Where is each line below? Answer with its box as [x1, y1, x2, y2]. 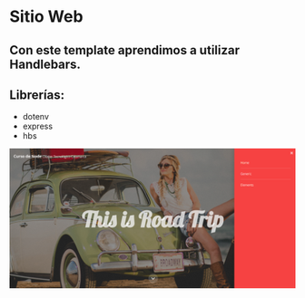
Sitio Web [9, 6, 84, 27]
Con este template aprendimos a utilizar [9, 43, 241, 58]
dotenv [22, 111, 50, 122]
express [22, 120, 53, 132]
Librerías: [9, 87, 65, 102]
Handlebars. [9, 56, 82, 72]
